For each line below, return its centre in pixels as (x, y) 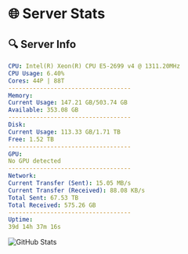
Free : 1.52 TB (31, 139)
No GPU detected (34, 161)
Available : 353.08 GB (43, 110)
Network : (22, 176)
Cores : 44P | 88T (36, 81)
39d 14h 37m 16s (34, 227)
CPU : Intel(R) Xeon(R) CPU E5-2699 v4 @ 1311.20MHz (94, 66)
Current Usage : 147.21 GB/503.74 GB (68, 103)
